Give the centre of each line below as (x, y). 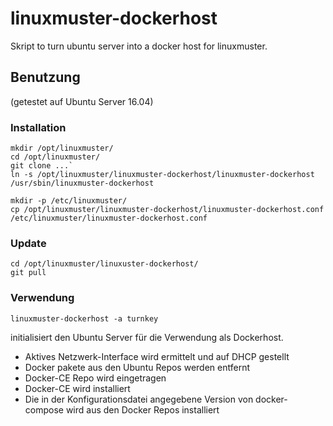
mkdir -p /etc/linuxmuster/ (69, 201)
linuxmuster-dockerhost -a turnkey (84, 318)
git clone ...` (42, 166)
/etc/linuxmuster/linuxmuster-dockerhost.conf (109, 218)
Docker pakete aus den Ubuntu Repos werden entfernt (137, 367)
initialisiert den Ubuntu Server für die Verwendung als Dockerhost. (147, 337)
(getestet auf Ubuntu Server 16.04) (82, 101)
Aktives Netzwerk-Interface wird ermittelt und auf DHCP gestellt (157, 356)
